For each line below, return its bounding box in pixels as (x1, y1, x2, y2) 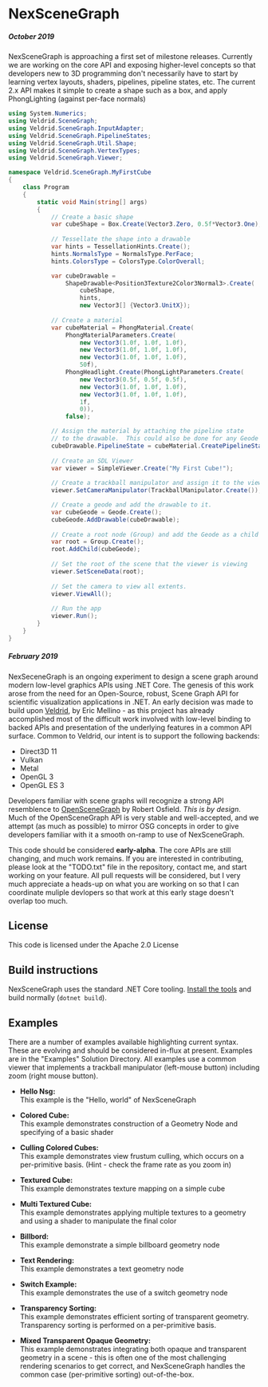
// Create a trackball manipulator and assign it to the (50, 479, 245, 487)
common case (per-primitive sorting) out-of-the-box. (19, 1369, 195, 1380)
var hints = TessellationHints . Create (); (50, 242, 191, 251)
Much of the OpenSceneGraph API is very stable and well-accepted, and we (8, 813, 259, 822)
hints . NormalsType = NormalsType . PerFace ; (50, 250, 195, 258)
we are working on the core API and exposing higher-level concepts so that (8, 61, 256, 70)
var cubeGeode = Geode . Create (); (50, 508, 162, 516)
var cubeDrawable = (50, 272, 116, 280)
